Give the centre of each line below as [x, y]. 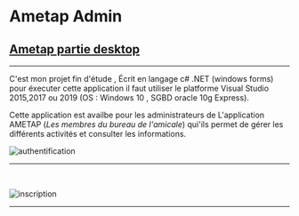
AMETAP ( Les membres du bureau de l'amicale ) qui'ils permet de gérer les [146, 124]
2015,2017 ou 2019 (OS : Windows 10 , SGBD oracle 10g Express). [129, 98]
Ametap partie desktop [75, 49]
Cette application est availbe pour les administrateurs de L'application [137, 115]
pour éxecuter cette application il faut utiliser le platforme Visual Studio [139, 88]
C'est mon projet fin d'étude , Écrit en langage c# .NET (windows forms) [141, 79]
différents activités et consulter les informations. [98, 134]
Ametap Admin [66, 16]
